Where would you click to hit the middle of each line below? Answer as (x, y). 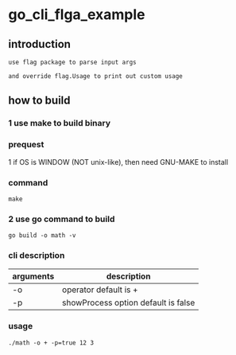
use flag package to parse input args (72, 62)
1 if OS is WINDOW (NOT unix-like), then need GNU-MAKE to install (118, 162)
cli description (37, 256)
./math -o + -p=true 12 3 (51, 343)
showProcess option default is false (129, 302)
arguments (33, 276)
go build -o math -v (43, 236)
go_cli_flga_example (77, 15)
